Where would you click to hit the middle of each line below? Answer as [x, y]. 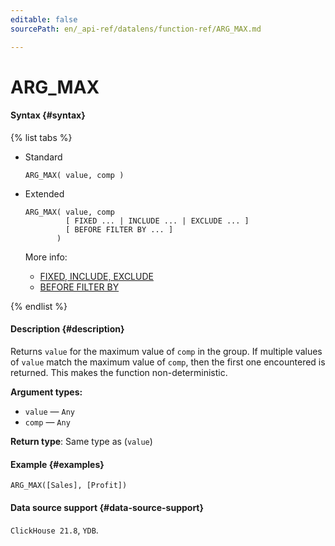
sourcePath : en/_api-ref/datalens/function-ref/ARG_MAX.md [136, 29]
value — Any [49, 412]
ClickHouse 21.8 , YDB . [54, 530]
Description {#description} [67, 329]
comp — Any [47, 422]
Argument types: [46, 392]
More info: [46, 257]
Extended [44, 193]
